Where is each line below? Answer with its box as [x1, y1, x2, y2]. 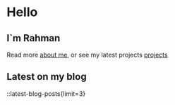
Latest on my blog [6, 71, 87, 83]
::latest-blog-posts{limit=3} [6, 89, 86, 98]
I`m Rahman [6, 32, 61, 44]
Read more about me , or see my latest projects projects [6, 50, 168, 59]
